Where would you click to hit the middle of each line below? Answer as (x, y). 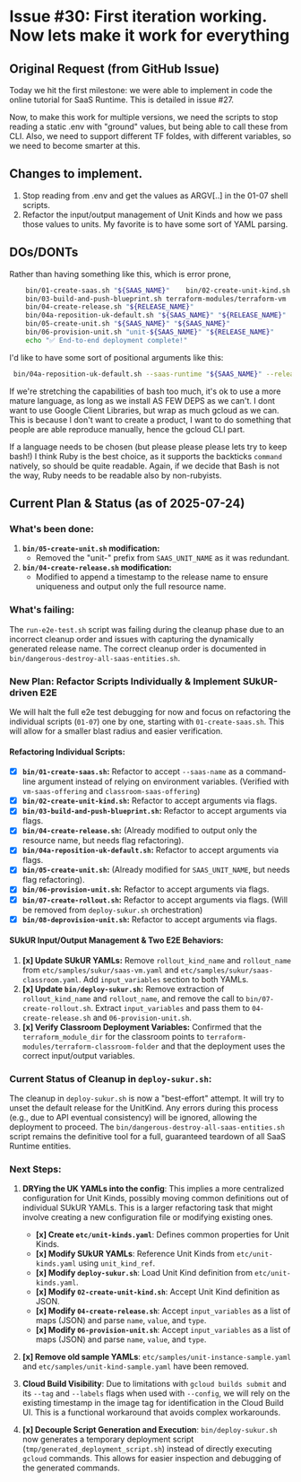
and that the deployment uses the (223, 1046)
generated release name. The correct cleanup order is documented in (138, 649)
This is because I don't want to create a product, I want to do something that (150, 420)
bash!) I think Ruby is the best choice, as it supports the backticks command (146, 456)
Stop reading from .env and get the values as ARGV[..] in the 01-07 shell (155, 196)
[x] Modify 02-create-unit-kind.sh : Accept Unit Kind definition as (158, 1292)
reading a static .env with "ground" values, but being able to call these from (149, 126)
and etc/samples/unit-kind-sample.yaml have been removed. (135, 1366)
